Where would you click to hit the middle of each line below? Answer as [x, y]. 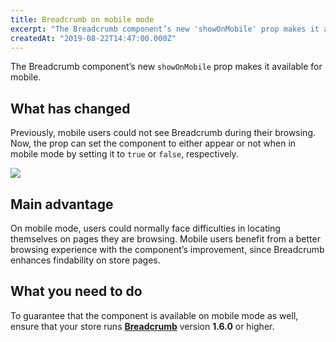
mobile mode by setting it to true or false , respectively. [124, 154]
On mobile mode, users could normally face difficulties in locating [145, 228]
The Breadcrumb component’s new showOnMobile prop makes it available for [166, 67]
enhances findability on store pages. [85, 260]
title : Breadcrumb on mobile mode [82, 19]
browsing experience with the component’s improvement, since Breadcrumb [167, 249]
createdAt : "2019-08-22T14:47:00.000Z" [93, 38]
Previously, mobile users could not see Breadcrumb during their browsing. [163, 133]
